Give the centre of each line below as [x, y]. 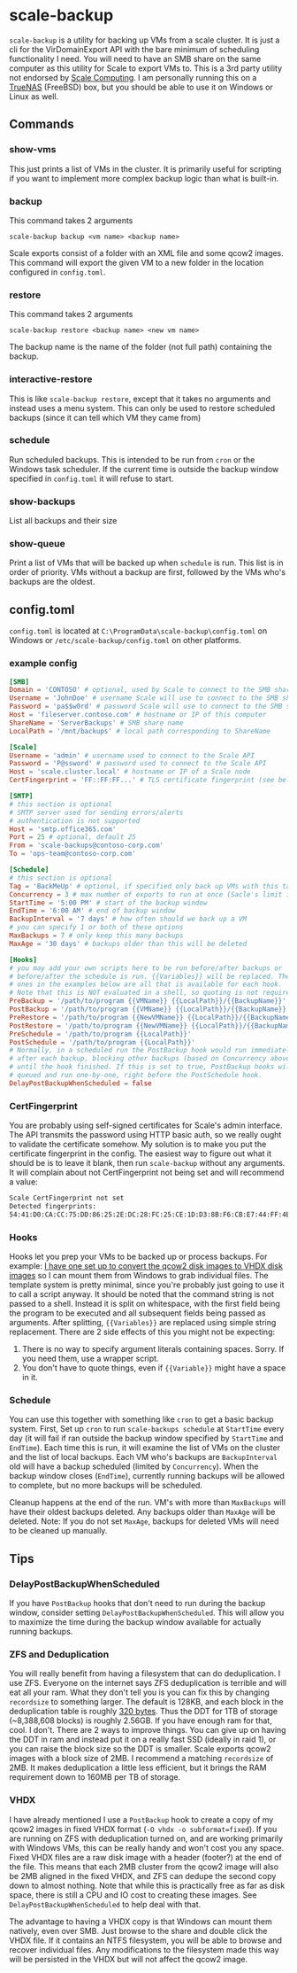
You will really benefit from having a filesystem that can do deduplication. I [145, 1674]
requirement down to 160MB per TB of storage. [95, 1777]
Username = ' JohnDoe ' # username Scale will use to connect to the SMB [144, 698]
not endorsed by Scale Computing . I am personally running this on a [133, 77]
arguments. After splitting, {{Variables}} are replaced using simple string [143, 1322]
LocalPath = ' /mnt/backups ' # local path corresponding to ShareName [140, 731]
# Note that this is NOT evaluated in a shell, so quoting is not [134, 993]
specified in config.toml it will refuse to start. [91, 478]
